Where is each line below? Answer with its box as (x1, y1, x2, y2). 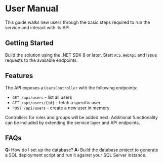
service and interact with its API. (5, 24, 71, 30)
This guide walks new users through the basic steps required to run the (5, 19, 150, 25)
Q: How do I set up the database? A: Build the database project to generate (5, 147, 159, 153)
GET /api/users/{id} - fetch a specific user (12, 99, 101, 105)
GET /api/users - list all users (12, 94, 73, 100)
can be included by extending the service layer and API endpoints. (5, 120, 140, 125)
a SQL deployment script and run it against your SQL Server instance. (5, 152, 147, 158)
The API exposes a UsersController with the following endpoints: (5, 84, 138, 90)
